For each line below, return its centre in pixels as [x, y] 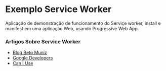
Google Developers [33, 58]
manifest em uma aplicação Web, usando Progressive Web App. [72, 28]
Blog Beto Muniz [30, 53]
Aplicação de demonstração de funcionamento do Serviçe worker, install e [83, 23]
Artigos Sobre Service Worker [43, 41]
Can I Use [23, 63]
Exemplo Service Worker [58, 9]
